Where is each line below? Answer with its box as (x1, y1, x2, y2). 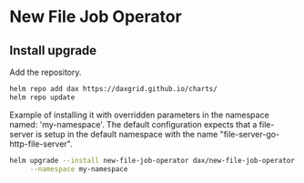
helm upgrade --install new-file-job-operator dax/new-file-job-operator (9, 156, 296, 165)
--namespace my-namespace (29, 164, 128, 174)
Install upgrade (9, 43, 97, 58)
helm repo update (9, 93, 76, 102)
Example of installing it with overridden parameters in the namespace (9, 109, 270, 120)
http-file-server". (9, 138, 73, 149)
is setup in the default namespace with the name (35, 128, 218, 139)
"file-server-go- (219, 128, 280, 139)
